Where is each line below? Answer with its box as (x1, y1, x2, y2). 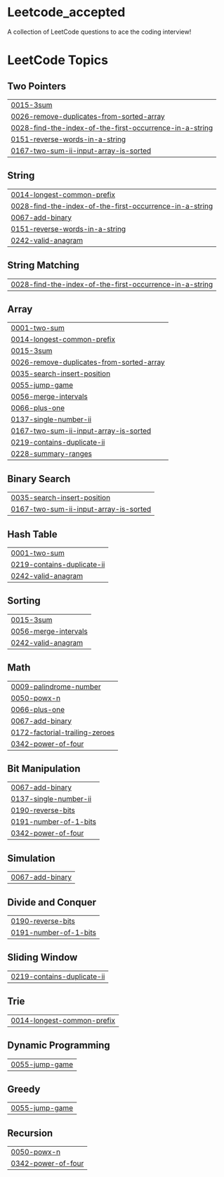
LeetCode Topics (7, 52, 109, 68)
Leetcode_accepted (7, 4, 126, 20)
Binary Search (7, 473, 71, 485)
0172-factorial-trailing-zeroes (11, 727, 115, 737)
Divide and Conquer (7, 896, 97, 908)
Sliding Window (7, 951, 78, 964)
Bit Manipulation (7, 763, 81, 775)
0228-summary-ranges (11, 449, 93, 459)
